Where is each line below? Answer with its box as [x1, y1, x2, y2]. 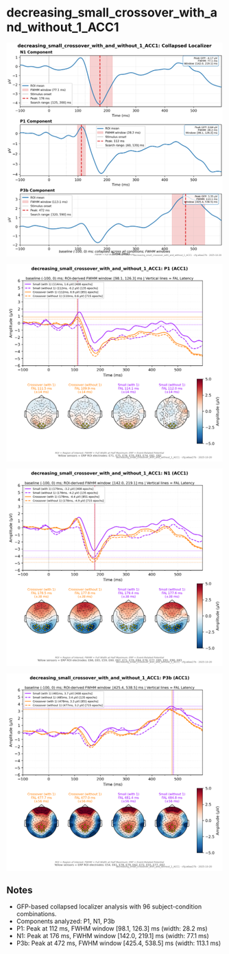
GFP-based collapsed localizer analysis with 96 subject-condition [16, 902, 202, 911]
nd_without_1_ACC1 [6, 19, 119, 35]
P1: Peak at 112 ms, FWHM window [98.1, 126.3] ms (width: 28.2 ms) [16, 924, 208, 933]
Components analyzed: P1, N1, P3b [16, 917, 115, 925]
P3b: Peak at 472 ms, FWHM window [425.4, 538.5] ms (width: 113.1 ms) [16, 939, 221, 947]
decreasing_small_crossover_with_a [6, 5, 217, 21]
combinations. [16, 909, 57, 918]
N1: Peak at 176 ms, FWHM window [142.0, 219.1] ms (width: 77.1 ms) [16, 931, 210, 940]
